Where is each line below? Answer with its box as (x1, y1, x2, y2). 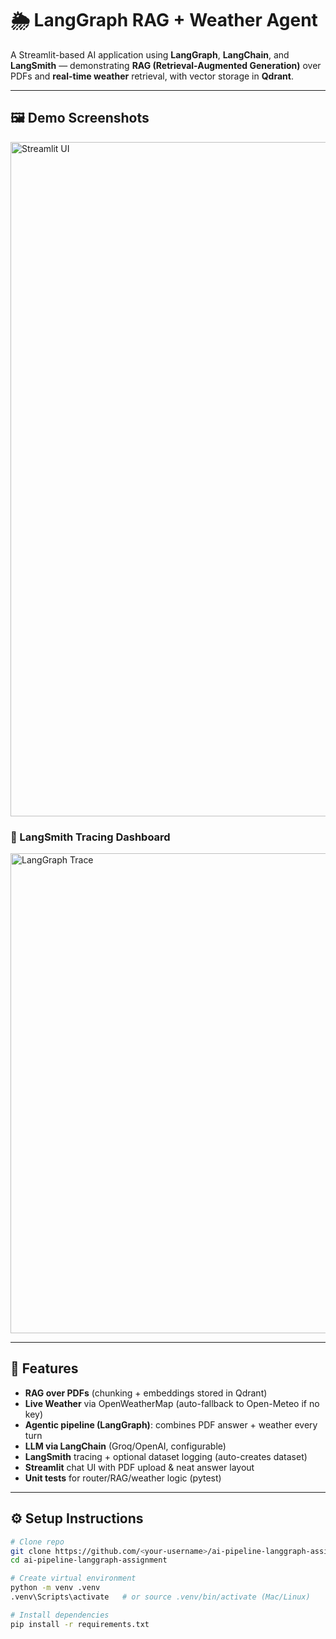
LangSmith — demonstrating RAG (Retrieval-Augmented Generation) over (10, 59, 322, 71)
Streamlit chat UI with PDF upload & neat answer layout (24, 1461, 255, 1473)
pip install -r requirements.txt (10, 1619, 150, 1629)
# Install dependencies (10, 1610, 110, 1620)
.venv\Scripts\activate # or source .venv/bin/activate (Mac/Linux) (10, 1592, 311, 1602)
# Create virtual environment (10, 1573, 137, 1584)
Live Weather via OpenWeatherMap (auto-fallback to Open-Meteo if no (24, 1397, 320, 1409)
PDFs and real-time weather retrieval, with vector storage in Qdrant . (10, 70, 294, 82)
